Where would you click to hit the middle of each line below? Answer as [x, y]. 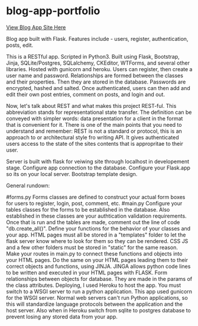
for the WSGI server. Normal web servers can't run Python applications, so [97, 298]
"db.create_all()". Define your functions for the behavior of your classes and [98, 228]
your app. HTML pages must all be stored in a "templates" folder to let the [96, 235]
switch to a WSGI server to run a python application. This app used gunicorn [99, 291]
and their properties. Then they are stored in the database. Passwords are [96, 82]
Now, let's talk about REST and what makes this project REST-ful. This [91, 106]
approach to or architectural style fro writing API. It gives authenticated [92, 137]
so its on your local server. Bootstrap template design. [72, 174]
